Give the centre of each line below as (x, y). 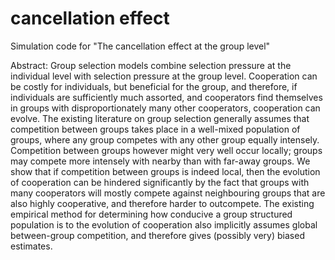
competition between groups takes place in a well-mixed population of (155, 129)
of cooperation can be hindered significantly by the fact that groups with (160, 182)
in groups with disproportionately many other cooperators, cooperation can (165, 108)
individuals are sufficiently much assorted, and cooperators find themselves (166, 97)
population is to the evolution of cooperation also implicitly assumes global (164, 224)
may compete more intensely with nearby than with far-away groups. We (160, 161)
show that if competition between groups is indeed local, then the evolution (165, 171)
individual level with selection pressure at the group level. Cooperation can (164, 76)
